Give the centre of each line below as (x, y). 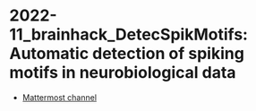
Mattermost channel (59, 97)
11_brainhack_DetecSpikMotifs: (129, 34)
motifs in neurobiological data (123, 73)
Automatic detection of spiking (127, 54)
